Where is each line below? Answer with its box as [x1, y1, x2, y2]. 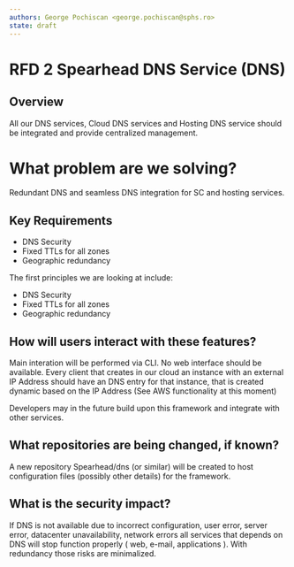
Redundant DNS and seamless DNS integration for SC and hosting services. [9, 188, 285, 198]
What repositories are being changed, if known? [9, 438, 280, 453]
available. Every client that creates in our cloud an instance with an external [9, 367, 284, 378]
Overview [9, 95, 64, 110]
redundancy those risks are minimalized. [9, 548, 157, 558]
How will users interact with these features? [9, 333, 257, 349]
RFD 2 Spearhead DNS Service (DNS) [9, 59, 286, 80]
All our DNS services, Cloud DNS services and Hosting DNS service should [9, 118, 283, 128]
